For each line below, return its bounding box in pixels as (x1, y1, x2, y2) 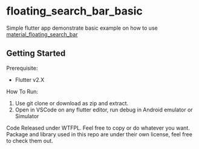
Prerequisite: (6, 64, 38, 71)
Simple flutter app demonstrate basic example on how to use (6, 24, 158, 31)
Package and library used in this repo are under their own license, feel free (6, 130, 192, 137)
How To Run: (6, 88, 38, 95)
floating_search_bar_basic (6, 4, 143, 18)
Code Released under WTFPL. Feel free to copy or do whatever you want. (6, 124, 191, 131)
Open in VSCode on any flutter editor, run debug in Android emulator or (15, 106, 193, 113)
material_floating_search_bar (6, 30, 78, 38)
